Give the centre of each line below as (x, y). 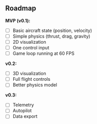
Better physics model (35, 85)
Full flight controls (31, 79)
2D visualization (29, 42)
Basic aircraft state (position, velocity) (52, 30)
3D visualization (29, 74)
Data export (25, 116)
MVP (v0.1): (18, 20)
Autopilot (22, 111)
